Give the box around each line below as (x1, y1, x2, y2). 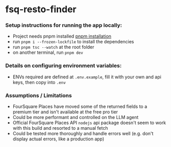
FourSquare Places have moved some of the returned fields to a (12, 103, 148, 110)
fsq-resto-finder (5, 4, 77, 15)
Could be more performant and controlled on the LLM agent (12, 114, 139, 121)
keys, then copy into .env (12, 79, 66, 85)
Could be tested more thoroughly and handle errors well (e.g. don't (12, 131, 154, 137)
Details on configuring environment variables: (5, 62, 122, 69)
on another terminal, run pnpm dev (12, 49, 83, 55)
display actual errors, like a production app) (12, 136, 105, 142)
